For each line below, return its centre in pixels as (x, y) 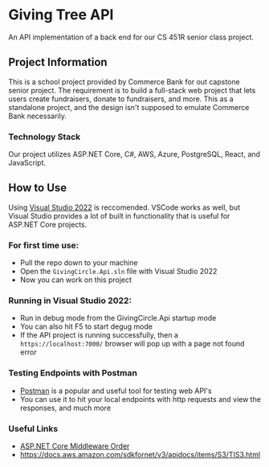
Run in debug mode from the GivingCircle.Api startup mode (118, 318)
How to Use (38, 188)
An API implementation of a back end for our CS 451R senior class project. (131, 37)
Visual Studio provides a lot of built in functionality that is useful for (119, 215)
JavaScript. (27, 163)
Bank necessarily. (37, 116)
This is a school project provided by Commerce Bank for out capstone (124, 81)
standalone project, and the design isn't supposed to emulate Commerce (129, 107)
